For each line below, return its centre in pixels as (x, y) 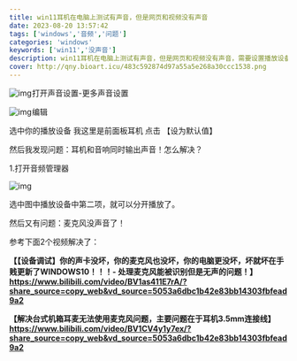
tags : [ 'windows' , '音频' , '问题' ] (68, 34)
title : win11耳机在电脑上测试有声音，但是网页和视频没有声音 (109, 17)
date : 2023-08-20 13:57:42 (59, 26)
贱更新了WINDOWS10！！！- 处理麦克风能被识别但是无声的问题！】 (133, 272)
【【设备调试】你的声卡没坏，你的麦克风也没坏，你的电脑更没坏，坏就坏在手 (147, 260)
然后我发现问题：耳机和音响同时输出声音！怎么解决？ (106, 149)
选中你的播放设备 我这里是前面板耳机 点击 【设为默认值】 (113, 130)
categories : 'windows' (51, 42)
